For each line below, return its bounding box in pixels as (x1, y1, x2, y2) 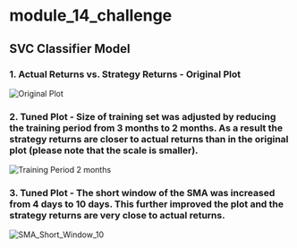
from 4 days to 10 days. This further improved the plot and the (9, 198, 284, 210)
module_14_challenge (9, 5, 173, 26)
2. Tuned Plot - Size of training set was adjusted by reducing (9, 110, 276, 123)
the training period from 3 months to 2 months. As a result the (9, 122, 284, 134)
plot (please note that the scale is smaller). (9, 144, 199, 157)
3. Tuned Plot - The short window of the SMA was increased (9, 187, 276, 200)
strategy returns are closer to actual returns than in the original (9, 133, 289, 145)
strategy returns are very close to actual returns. (9, 210, 225, 222)
